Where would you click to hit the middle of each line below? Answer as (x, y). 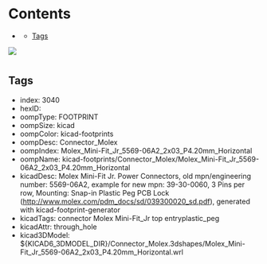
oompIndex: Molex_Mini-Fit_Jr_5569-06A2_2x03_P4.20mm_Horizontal (136, 150)
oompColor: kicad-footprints (67, 134)
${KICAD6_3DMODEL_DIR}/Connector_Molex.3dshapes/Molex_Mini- (132, 243)
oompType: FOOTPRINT (59, 117)
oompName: (40, 159)
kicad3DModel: (45, 235)
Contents (40, 14)
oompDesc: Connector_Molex (69, 142)
